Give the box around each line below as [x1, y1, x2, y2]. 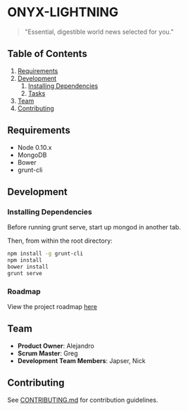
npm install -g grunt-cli [7, 251, 83, 258]
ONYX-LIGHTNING [7, 4, 118, 20]
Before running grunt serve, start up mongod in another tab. [7, 223, 182, 232]
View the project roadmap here [7, 303, 97, 311]
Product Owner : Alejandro [17, 341, 95, 350]
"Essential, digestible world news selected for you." [24, 27, 174, 36]
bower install [7, 263, 49, 270]
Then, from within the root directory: [7, 236, 113, 245]
